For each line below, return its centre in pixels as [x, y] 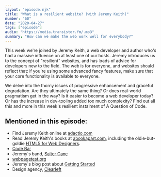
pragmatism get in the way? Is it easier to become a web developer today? [79, 96]
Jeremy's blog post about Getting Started [54, 164]
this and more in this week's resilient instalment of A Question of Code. [76, 106]
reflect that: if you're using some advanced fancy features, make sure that [79, 71]
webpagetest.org [29, 159]
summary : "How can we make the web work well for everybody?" [69, 37]
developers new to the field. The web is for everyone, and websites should [80, 65]
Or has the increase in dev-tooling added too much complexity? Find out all [80, 101]
